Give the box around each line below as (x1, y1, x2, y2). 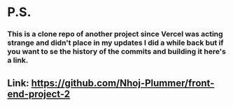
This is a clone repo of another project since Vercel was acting (7, 29, 223, 39)
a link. (7, 55, 29, 65)
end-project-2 (7, 88, 71, 100)
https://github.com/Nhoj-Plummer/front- (31, 77, 215, 89)
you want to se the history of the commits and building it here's (7, 47, 226, 57)
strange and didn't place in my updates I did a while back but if (7, 38, 224, 48)
